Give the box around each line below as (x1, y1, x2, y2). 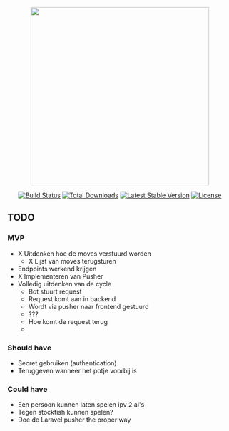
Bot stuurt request (28, 287, 82, 296)
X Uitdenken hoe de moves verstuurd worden (17, 249, 151, 258)
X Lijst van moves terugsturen (28, 256, 116, 265)
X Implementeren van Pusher (17, 271, 103, 281)
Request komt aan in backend (28, 294, 116, 303)
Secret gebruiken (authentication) (17, 358, 117, 367)
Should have (7, 343, 52, 353)
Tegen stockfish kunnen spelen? (17, 408, 113, 417)
